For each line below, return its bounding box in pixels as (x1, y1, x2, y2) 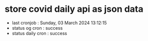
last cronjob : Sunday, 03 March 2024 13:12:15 (11, 20, 107, 26)
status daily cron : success (11, 30, 67, 36)
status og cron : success (11, 25, 63, 31)
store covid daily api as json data (4, 3, 143, 15)
